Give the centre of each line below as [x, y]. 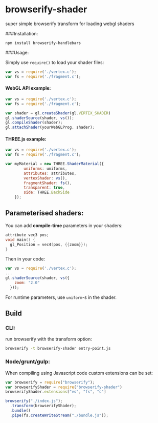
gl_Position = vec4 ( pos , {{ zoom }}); [49, 245]
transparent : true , [44, 188]
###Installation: [22, 33]
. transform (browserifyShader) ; [43, 406]
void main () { [20, 239]
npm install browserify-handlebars [43, 43]
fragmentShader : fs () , [48, 183]
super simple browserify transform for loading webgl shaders [70, 24]
